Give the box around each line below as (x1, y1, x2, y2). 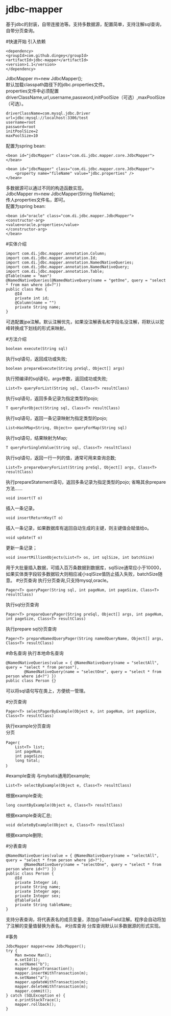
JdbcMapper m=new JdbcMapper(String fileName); (6, 191, 115, 197)
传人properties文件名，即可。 (6, 197, 68, 203)
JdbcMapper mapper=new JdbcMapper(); (6, 943, 86, 949)
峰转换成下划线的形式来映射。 (6, 325, 68, 331)
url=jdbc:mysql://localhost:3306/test (6, 115, 88, 121)
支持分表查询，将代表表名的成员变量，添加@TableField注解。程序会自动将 (6, 916, 162, 923)
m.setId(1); (15, 957, 40, 962)
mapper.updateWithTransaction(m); (15, 979, 88, 984)
